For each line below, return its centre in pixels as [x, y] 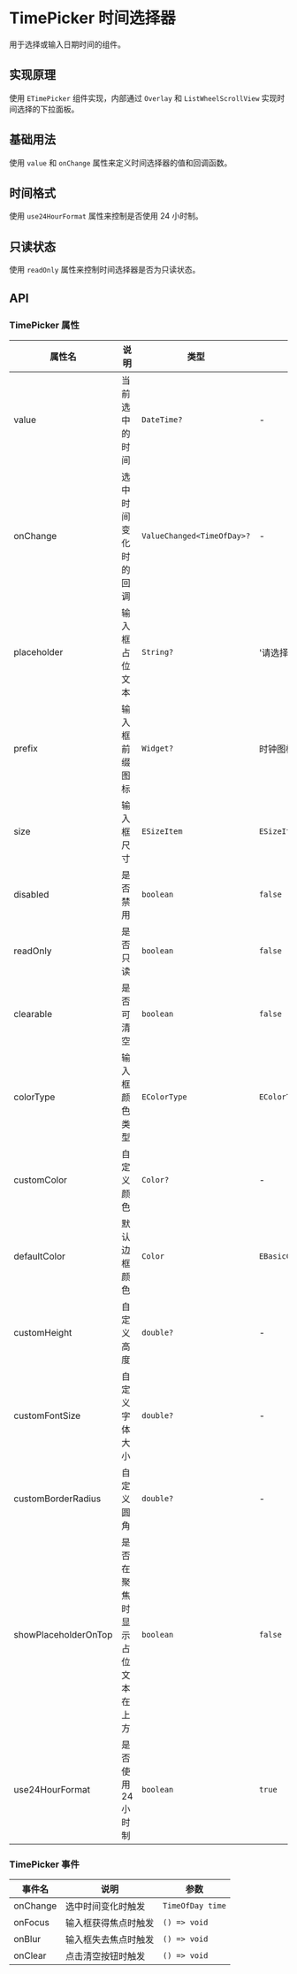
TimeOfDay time [194, 1906]
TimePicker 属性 [44, 325]
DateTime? [162, 420]
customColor [41, 1180]
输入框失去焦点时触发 [110, 1939]
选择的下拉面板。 [48, 109]
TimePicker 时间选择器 [93, 18]
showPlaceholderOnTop [63, 1634]
